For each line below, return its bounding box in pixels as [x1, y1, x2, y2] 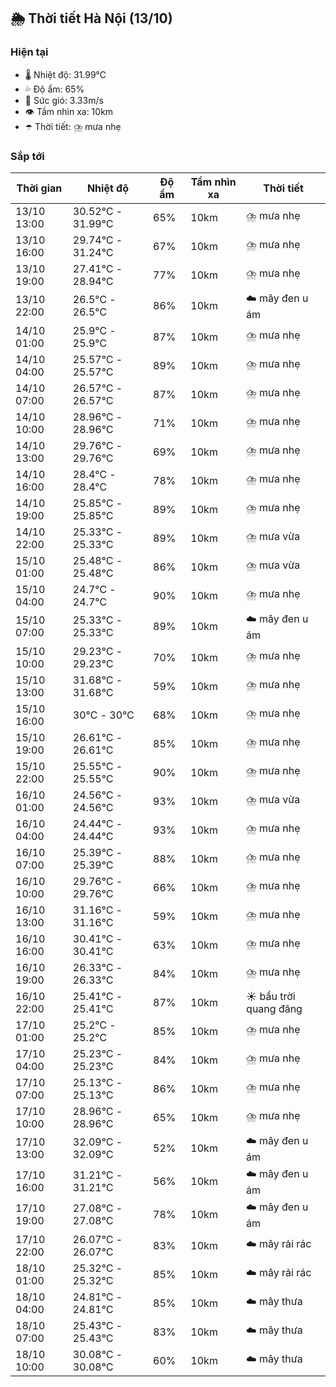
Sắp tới [10, 149, 45, 163]
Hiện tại [10, 45, 49, 59]
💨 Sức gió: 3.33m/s [24, 94, 104, 106]
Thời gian [16, 181, 63, 195]
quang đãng [246, 1001, 303, 1015]
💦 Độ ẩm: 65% [24, 83, 85, 95]
